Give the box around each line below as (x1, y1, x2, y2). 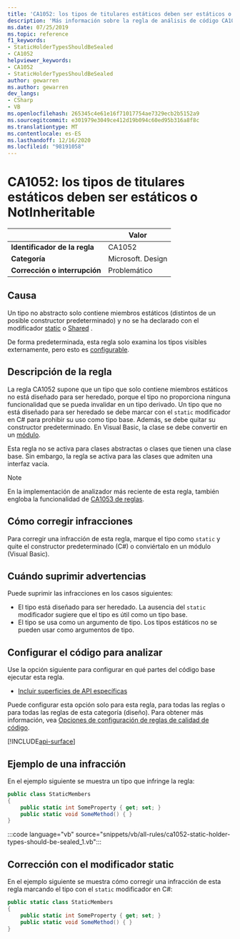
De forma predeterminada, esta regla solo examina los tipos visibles (7, 337, 207, 346)
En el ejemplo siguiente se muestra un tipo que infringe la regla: (7, 776, 195, 785)
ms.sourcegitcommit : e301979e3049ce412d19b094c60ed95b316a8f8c (7, 116, 200, 124)
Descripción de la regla (7, 366, 112, 378)
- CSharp (7, 97, 34, 104)
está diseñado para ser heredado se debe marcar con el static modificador (7, 408, 231, 416)
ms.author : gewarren (7, 84, 69, 91)
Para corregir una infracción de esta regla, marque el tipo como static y (7, 534, 221, 543)
